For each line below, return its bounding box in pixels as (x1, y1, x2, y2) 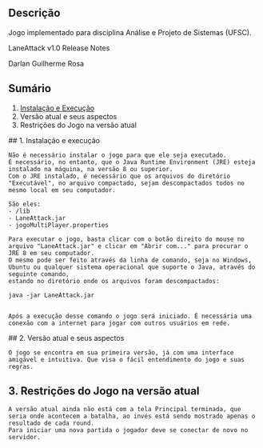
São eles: (8, 200, 42, 208)
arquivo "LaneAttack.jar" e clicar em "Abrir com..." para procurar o (8, 242, 249, 250)
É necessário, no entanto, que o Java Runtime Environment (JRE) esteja (8, 158, 256, 166)
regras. (8, 362, 34, 370)
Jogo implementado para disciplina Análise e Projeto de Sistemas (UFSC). (8, 27, 252, 37)
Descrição (8, 6, 61, 20)
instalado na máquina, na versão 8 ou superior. (8, 165, 173, 173)
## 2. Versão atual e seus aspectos (8, 333, 125, 342)
